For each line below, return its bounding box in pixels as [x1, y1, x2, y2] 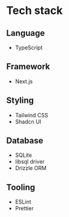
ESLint [15, 198, 31, 205]
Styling [6, 95, 34, 106]
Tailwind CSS [15, 111, 48, 119]
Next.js [15, 77, 33, 85]
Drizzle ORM [15, 165, 47, 172]
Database [6, 136, 44, 146]
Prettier [15, 205, 34, 212]
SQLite [15, 151, 32, 159]
